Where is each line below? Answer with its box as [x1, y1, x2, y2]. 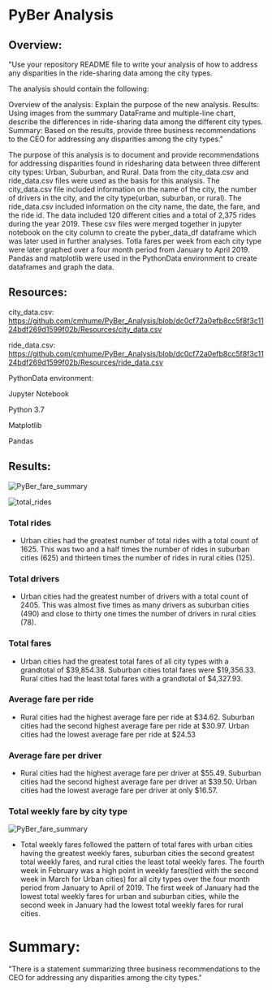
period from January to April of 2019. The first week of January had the [19, 883, 260, 893]
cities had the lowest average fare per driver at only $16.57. [19, 785, 218, 795]
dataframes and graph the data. [8, 262, 115, 271]
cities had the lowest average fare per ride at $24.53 [19, 729, 196, 739]
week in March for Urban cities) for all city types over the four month [19, 875, 250, 884]
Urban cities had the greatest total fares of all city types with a [19, 656, 229, 666]
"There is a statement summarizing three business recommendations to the [8, 964, 261, 974]
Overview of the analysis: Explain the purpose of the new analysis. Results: [8, 100, 260, 109]
